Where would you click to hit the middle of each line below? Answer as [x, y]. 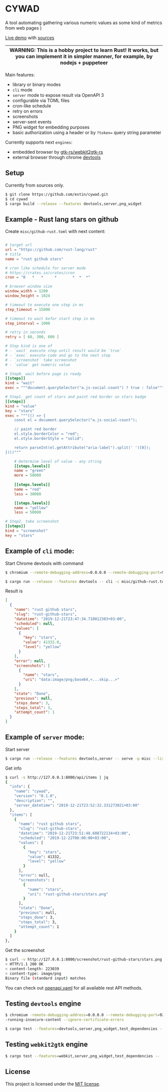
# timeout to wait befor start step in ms [50, 319]
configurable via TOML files [41, 100]
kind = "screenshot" [27, 531]
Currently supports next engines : [39, 142]
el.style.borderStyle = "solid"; [49, 439]
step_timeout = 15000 [28, 309]
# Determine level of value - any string [58, 461]
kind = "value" [21, 406]
